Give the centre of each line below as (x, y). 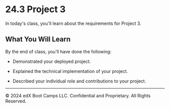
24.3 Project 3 (35, 9)
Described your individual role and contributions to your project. (79, 81)
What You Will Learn (38, 39)
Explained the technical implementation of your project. (70, 71)
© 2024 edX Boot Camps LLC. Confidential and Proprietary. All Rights (78, 95)
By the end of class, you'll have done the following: (58, 51)
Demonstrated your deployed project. (52, 61)
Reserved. (16, 101)
